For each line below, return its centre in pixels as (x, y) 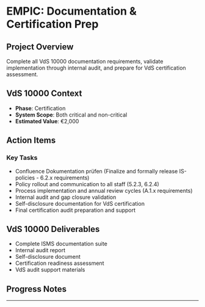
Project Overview (40, 47)
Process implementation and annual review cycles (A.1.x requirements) (104, 190)
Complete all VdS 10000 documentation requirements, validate (85, 61)
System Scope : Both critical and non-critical (71, 115)
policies (25, 178)
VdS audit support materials (50, 270)
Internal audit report (40, 250)
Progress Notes (37, 289)
